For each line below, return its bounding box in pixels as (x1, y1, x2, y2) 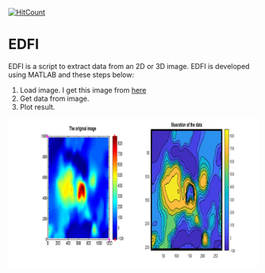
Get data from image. (19, 94, 90, 103)
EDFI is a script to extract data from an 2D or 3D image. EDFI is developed (8, 61, 250, 71)
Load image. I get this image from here (19, 85, 147, 94)
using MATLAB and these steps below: (8, 70, 135, 79)
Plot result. (19, 102, 56, 111)
